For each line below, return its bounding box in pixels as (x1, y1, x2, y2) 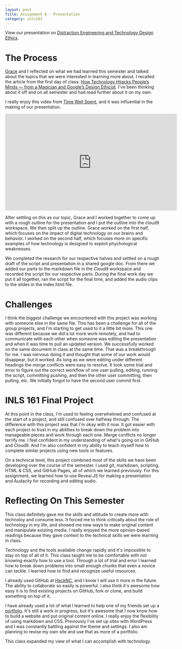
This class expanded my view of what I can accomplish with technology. (5, 638, 151, 644)
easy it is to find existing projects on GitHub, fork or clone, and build (5, 588, 143, 594)
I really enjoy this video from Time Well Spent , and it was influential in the (5, 99, 153, 105)
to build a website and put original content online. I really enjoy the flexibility (5, 613, 158, 619)
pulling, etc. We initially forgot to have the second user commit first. (5, 378, 142, 384)
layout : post (5, 7, 32, 12)
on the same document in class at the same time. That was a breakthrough (5, 346, 156, 352)
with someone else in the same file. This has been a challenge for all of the (5, 320, 156, 326)
